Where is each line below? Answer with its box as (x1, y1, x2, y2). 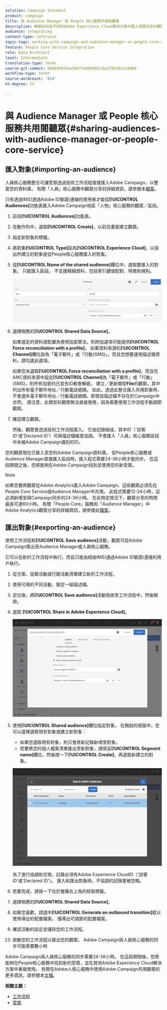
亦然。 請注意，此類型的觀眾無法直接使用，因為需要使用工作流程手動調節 (12, 399, 162, 405)
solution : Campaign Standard (5, 8, 66, 13)
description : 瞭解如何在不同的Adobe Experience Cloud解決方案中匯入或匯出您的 (5, 24, 158, 29)
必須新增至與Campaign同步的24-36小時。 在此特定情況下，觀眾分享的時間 (5, 495, 158, 501)
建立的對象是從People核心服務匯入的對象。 (21, 251, 110, 257)
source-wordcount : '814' (5, 76, 57, 82)
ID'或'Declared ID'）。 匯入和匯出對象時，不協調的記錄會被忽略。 (12, 878, 144, 884)
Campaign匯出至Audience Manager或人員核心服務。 (5, 544, 113, 550)
